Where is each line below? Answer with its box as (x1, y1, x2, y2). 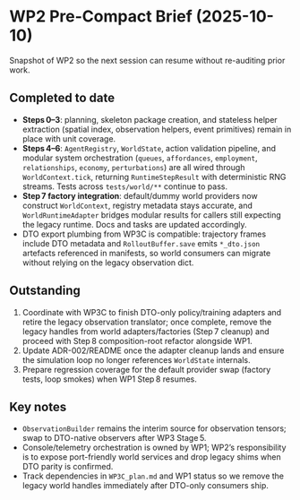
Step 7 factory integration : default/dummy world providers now (21, 190, 258, 201)
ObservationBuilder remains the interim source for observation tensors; (21, 423, 287, 434)
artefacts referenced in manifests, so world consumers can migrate (21, 247, 271, 258)
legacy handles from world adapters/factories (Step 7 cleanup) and (21, 325, 270, 337)
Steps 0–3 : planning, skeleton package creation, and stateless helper (21, 114, 278, 125)
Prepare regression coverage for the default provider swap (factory (21, 364, 271, 375)
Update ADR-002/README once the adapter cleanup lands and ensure (21, 345, 285, 356)
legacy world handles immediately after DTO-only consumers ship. (21, 480, 269, 491)
